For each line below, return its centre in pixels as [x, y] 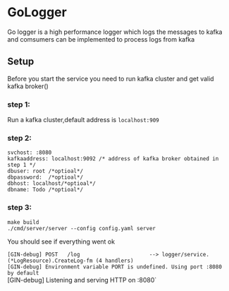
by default [23, 273]
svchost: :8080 [30, 153]
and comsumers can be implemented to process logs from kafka [101, 39]
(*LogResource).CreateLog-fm [50, 261]
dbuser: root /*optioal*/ [45, 171]
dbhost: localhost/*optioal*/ [52, 184]
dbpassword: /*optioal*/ [45, 177]
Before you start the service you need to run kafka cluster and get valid [111, 78]
